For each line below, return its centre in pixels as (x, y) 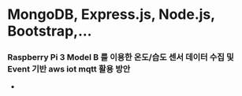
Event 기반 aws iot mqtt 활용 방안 (69, 69)
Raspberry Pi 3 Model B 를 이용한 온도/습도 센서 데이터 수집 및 (121, 57)
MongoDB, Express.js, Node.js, (111, 15)
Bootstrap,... (50, 31)
